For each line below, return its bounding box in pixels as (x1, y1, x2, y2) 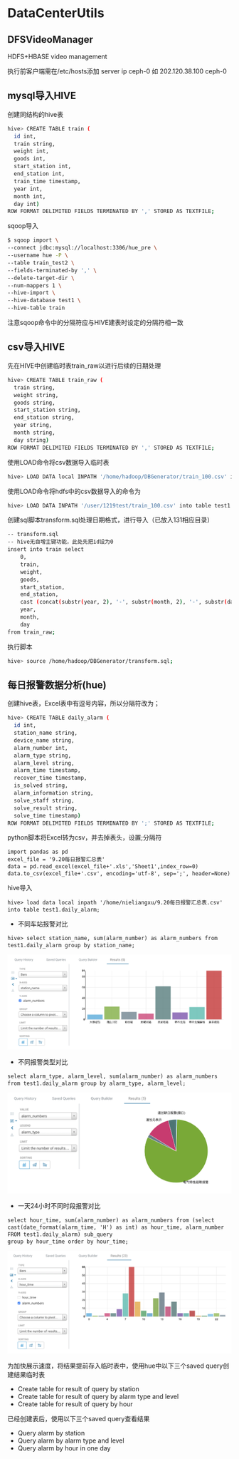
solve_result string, (14, 804, 78, 812)
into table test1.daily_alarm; (7, 907, 100, 914)
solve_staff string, (14, 797, 75, 804)
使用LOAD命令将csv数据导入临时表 (7, 458, 110, 466)
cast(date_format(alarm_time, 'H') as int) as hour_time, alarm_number (7, 1224, 224, 1231)
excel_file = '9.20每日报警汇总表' (7, 856, 105, 863)
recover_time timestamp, (14, 775, 87, 782)
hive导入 (7, 884, 33, 892)
